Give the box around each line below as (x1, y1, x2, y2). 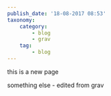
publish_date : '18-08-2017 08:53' (7, 10, 107, 17)
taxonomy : (7, 17, 36, 23)
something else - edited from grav (7, 81, 105, 89)
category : (19, 23, 48, 30)
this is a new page (7, 67, 59, 76)
